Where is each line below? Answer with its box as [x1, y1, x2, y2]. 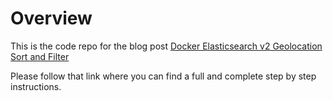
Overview [10, 7, 93, 30]
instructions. [10, 80, 62, 92]
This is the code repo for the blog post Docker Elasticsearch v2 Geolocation [10, 40, 323, 52]
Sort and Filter [10, 50, 70, 62]
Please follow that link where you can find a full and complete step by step [10, 70, 317, 82]
